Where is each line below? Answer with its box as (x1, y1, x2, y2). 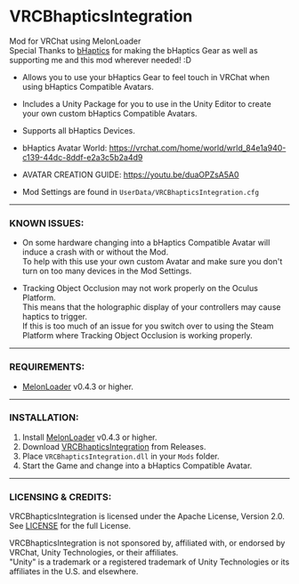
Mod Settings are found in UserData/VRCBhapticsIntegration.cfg (21, 186, 260, 197)
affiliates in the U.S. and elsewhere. (9, 566, 139, 577)
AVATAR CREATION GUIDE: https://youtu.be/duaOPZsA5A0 (21, 169, 239, 180)
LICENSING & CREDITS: (9, 491, 112, 503)
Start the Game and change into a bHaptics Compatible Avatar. (21, 460, 253, 471)
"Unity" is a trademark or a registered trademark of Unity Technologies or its (9, 556, 290, 567)
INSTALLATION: (9, 411, 79, 424)
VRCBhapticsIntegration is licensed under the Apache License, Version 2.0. (9, 511, 285, 522)
